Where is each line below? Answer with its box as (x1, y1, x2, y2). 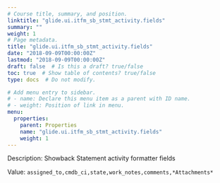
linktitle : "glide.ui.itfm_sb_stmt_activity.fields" (7, 17, 166, 24)
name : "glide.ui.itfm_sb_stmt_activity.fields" (20, 128, 162, 135)
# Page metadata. (7, 37, 59, 44)
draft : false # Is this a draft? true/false (7, 63, 143, 70)
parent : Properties (20, 122, 78, 129)
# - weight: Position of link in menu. (7, 102, 125, 110)
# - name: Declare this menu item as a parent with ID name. (7, 95, 191, 102)
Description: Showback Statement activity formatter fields (7, 154, 176, 163)
